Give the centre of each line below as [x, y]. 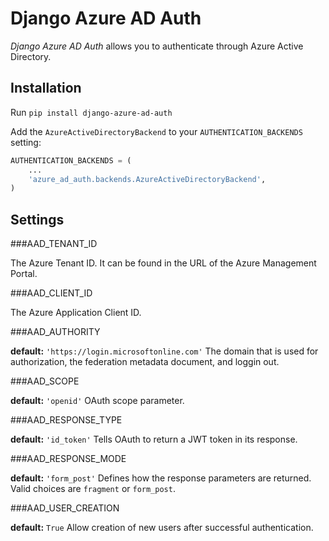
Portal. [24, 274]
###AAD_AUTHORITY [55, 332]
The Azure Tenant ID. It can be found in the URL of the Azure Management [163, 263]
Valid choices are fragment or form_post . [93, 489]
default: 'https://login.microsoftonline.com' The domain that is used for [164, 351]
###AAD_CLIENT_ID [51, 293]
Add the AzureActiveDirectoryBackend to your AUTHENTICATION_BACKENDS [156, 131]
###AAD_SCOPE [45, 381]
